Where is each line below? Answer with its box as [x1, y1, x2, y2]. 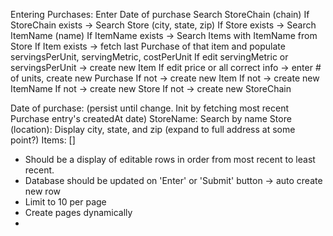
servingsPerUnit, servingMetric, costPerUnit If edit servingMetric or [10, 51, 289, 63]
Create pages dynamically [24, 207, 133, 218]
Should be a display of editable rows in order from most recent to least [24, 154, 316, 165]
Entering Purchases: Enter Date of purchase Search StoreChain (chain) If [10, 9, 310, 20]
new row [24, 185, 62, 197]
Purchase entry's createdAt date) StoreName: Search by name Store [10, 113, 292, 124]
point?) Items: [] [10, 134, 76, 146]
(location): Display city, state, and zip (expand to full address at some [10, 124, 296, 135]
